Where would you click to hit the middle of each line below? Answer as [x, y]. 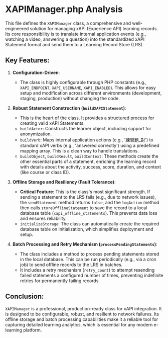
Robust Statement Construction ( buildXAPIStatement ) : [69, 108]
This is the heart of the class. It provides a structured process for [87, 118]
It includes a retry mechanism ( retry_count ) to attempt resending [87, 270]
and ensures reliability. [43, 218]
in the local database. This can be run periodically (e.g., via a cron [88, 259]
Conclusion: [25, 297]
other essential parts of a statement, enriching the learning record [88, 161]
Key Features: [27, 61]
